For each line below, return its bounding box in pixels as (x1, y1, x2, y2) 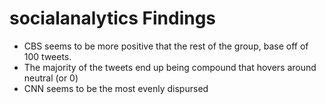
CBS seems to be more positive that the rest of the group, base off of (23, 40, 309, 52)
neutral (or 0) (23, 72, 79, 84)
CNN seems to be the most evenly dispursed (23, 82, 209, 94)
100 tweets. (23, 50, 72, 62)
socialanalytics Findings (9, 7, 217, 30)
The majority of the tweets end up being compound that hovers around (23, 61, 317, 73)
